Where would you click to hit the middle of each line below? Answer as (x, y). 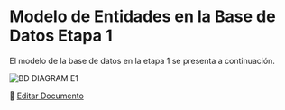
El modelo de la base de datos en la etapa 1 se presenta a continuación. (142, 60)
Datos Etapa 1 (61, 36)
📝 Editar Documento (46, 96)
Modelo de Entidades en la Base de (143, 17)
